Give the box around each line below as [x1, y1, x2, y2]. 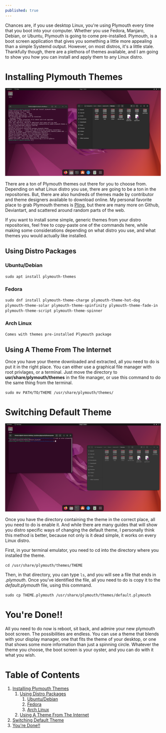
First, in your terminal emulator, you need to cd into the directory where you [5, 547, 159, 553]
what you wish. [5, 652, 36, 658]
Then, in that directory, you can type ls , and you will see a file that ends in [5, 571, 157, 578]
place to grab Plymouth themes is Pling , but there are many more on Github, [5, 202, 160, 208]
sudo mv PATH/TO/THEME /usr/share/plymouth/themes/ [5, 390, 114, 396]
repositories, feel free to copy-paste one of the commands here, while [5, 222, 148, 228]
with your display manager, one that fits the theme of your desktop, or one [5, 636, 157, 642]
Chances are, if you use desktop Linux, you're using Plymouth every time [5, 22, 154, 28]
